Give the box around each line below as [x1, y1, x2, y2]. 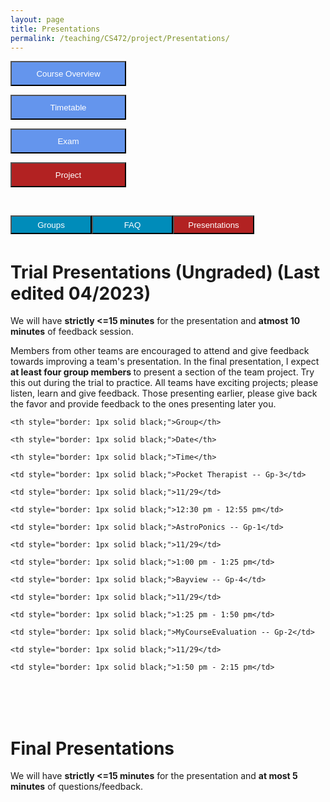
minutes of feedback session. [10, 326, 134, 338]
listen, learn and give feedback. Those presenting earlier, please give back [10, 387, 318, 400]
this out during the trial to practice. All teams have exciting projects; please [10, 377, 319, 389]
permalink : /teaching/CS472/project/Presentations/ [10, 33, 230, 43]
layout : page [10, 14, 65, 25]
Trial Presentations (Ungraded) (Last [10, 261, 321, 283]
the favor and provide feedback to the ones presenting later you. [10, 398, 277, 410]
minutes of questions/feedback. [10, 781, 144, 793]
